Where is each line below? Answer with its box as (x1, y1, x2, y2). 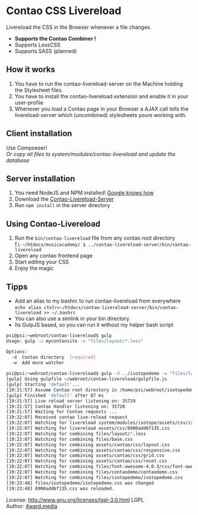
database (6, 157, 29, 164)
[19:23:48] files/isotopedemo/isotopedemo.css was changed (6, 480, 154, 486)
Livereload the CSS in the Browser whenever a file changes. (6, 24, 152, 31)
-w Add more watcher (11, 360, 65, 366)
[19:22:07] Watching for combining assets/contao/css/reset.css (6, 458, 167, 464)
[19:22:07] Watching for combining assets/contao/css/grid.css (6, 453, 165, 458)
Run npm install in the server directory (14, 202, 110, 209)
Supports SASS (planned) (14, 47, 77, 54)
